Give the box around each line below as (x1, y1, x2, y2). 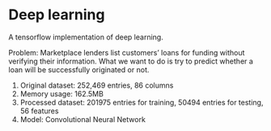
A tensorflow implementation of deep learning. (8, 32, 163, 42)
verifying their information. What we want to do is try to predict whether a (8, 56, 253, 66)
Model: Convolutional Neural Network (19, 114, 146, 124)
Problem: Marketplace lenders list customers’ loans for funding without (8, 47, 245, 57)
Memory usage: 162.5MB (19, 88, 104, 98)
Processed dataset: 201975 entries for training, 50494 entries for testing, (19, 97, 264, 107)
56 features (19, 106, 59, 116)
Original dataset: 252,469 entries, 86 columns (19, 80, 174, 90)
